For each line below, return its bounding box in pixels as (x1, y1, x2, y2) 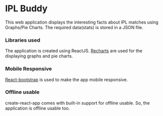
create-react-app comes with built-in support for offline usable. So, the (5, 100, 150, 106)
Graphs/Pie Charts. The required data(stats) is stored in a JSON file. (5, 24, 143, 30)
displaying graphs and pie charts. (5, 53, 73, 59)
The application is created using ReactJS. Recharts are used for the (5, 48, 143, 54)
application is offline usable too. (5, 105, 70, 111)
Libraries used (5, 36, 41, 43)
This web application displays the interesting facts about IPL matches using (5, 19, 159, 25)
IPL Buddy (5, 3, 48, 14)
